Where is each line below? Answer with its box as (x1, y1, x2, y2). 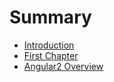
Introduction (23, 39, 75, 51)
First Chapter (23, 49, 79, 61)
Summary (9, 6, 92, 29)
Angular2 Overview (23, 60, 104, 72)
